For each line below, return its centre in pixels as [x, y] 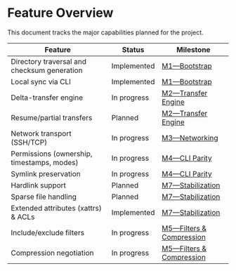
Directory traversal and [48, 61]
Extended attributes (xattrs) [56, 208]
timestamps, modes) [45, 162]
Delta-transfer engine [47, 98]
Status [133, 49]
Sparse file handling [44, 197]
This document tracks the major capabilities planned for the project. [105, 32]
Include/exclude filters [48, 232]
